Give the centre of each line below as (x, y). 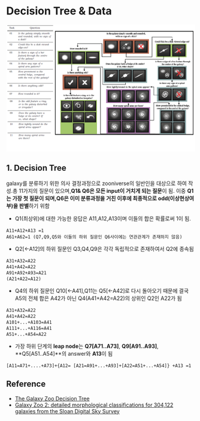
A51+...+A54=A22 (26, 334)
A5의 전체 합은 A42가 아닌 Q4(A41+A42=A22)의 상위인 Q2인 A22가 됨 (99, 298)
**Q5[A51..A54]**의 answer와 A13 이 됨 (64, 353)
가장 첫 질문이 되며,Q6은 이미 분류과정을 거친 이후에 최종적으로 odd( (91, 198)
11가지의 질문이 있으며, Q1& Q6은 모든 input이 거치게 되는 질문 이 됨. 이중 (102, 190)
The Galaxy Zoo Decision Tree (52, 398)
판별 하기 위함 (34, 205)
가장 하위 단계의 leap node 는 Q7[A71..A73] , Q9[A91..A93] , (87, 346)
